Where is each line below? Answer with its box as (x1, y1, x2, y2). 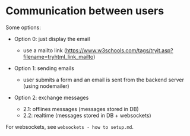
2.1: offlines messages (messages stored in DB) (23, 105, 139, 112)
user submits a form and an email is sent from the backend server (23, 76, 185, 83)
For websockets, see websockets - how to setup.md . (5, 123, 134, 130)
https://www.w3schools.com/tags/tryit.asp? (65, 46, 173, 54)
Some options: (5, 24, 41, 31)
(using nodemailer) (23, 82, 69, 90)
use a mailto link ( (23, 46, 66, 54)
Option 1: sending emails (14, 64, 75, 72)
